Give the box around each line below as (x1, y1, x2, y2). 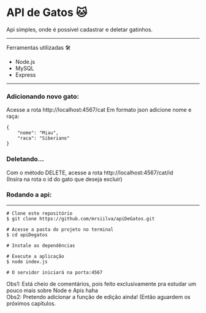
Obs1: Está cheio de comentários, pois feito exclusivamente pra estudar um (6, 280, 197, 287)
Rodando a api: (6, 190, 52, 199)
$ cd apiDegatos (6, 231, 48, 238)
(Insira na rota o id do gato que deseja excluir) (6, 175, 123, 183)
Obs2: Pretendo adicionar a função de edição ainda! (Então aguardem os (6, 293, 191, 300)
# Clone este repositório (6, 210, 72, 217)
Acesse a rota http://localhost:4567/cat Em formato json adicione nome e (6, 106, 192, 114)
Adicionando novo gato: (6, 92, 80, 101)
